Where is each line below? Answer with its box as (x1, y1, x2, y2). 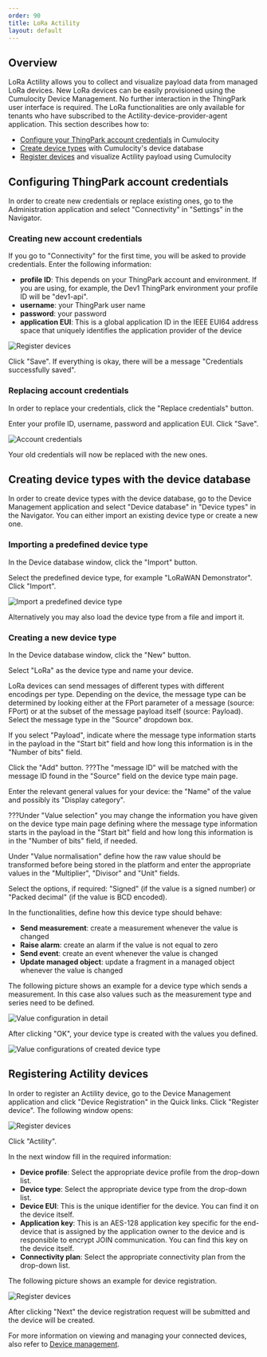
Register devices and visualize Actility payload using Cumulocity (19, 152, 232, 162)
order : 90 (8, 11, 41, 20)
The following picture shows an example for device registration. (8, 1276, 218, 1285)
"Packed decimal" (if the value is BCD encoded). (8, 892, 167, 902)
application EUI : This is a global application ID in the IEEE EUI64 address (19, 317, 259, 327)
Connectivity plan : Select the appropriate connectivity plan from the (19, 1252, 245, 1261)
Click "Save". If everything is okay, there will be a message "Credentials (8, 356, 244, 367)
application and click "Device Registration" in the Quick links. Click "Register (8, 1097, 259, 1107)
